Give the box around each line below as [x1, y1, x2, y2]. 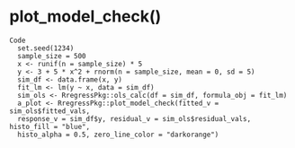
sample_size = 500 [17, 51, 87, 60]
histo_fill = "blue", [9, 122, 91, 131]
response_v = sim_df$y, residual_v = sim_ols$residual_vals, [17, 114, 252, 123]
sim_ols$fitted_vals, [9, 106, 91, 116]
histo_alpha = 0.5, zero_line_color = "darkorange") [17, 130, 219, 139]
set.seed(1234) [17, 43, 75, 53]
